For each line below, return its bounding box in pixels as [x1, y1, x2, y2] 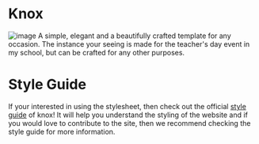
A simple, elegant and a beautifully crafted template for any [38, 31, 231, 40]
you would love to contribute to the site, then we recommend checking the [8, 118, 251, 127]
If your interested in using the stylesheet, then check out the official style [8, 101, 247, 111]
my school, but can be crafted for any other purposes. [8, 47, 185, 57]
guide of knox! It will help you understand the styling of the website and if [8, 110, 248, 119]
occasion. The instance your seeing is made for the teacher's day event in [8, 39, 250, 48]
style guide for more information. [8, 127, 116, 136]
